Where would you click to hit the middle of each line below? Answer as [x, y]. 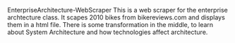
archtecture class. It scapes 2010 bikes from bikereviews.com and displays [116, 17]
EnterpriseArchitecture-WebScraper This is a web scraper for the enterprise [117, 10]
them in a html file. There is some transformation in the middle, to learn [110, 25]
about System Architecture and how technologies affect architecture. [108, 32]
